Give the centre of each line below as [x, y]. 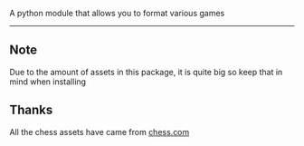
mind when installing [48, 82]
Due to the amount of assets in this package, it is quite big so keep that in [146, 72]
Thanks [31, 110]
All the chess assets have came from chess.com [100, 131]
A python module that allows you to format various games [117, 13]
